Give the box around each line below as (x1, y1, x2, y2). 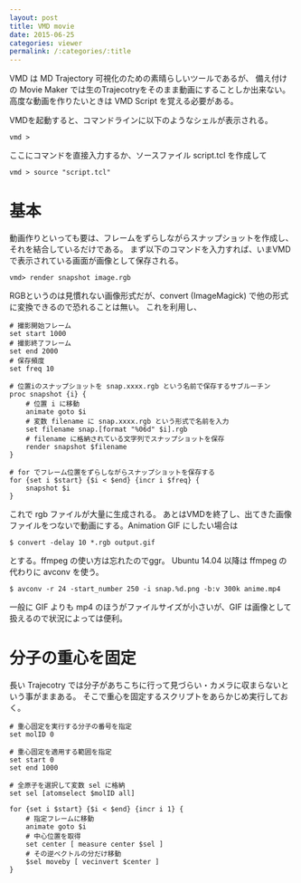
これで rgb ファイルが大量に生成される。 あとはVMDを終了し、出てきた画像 (9, 509, 292, 520)
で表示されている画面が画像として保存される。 (9, 255, 183, 266)
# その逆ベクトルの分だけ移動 (25, 849, 122, 859)
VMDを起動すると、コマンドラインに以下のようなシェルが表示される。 (9, 115, 273, 126)
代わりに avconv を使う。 (9, 567, 104, 578)
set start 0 (9, 755, 54, 764)
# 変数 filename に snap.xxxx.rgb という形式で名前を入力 (25, 418, 230, 427)
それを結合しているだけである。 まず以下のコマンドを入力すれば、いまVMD (9, 244, 291, 254)
